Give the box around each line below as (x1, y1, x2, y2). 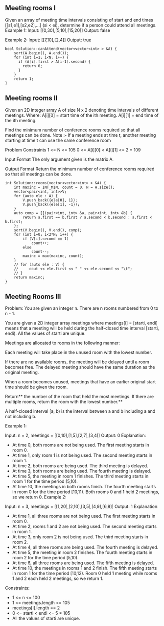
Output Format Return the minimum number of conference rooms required (5, 166, 155, 172)
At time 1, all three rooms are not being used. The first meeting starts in (12, 513, 156, 519)
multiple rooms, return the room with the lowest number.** (5, 399, 123, 405)
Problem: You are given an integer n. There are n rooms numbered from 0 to (5, 305, 159, 311)
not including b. (5, 414, 37, 420)
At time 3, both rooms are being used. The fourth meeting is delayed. (12, 468, 152, 474)
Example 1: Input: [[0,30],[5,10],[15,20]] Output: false (5, 27, 110, 33)
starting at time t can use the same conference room (5, 137, 111, 143)
